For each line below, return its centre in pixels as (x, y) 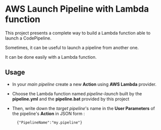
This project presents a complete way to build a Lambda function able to (78, 33)
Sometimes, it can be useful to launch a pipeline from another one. (72, 47)
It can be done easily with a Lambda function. (51, 57)
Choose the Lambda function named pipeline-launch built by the (77, 93)
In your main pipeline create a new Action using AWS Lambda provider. (84, 84)
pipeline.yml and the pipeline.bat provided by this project (70, 99)
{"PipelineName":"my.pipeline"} (50, 122)
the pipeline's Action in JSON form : (49, 113)
